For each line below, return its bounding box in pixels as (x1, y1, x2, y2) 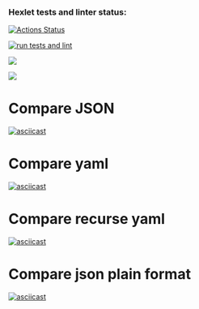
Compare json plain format (8, 265, 192, 284)
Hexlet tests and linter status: (8, 6, 127, 18)
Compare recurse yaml (8, 210, 166, 229)
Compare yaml (8, 155, 109, 173)
